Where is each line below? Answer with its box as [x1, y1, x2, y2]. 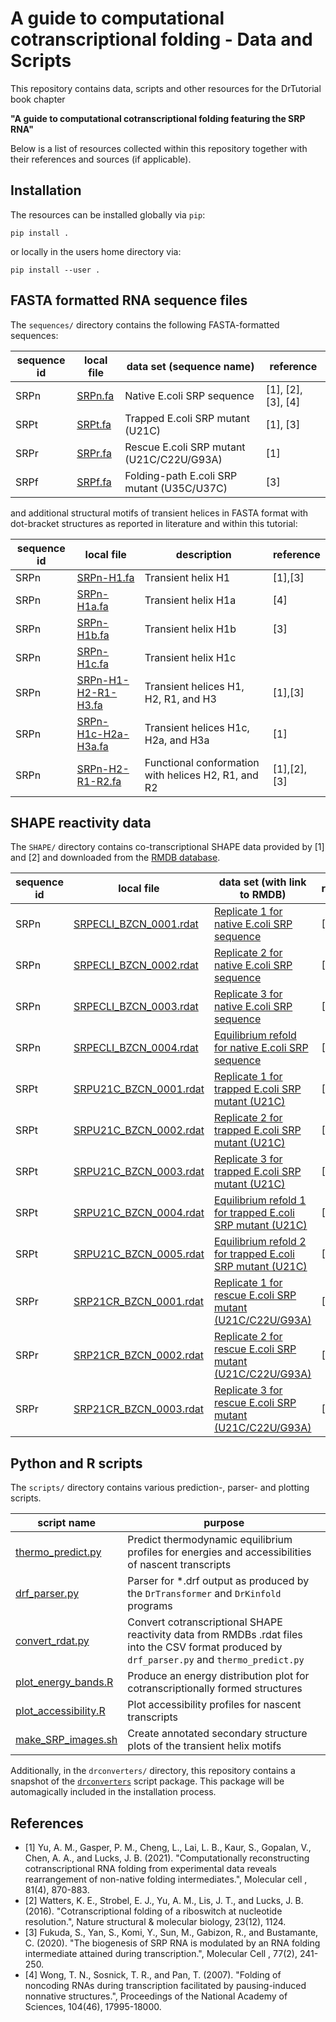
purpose [203, 1516, 245, 1530]
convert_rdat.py [15, 1634, 90, 1648]
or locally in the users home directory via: [10, 245, 182, 257]
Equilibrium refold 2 [213, 1235, 307, 1249]
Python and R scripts [10, 1455, 143, 1472]
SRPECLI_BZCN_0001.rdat [73, 917, 199, 931]
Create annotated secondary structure [127, 1727, 308, 1741]
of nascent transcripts [127, 1558, 232, 1572]
